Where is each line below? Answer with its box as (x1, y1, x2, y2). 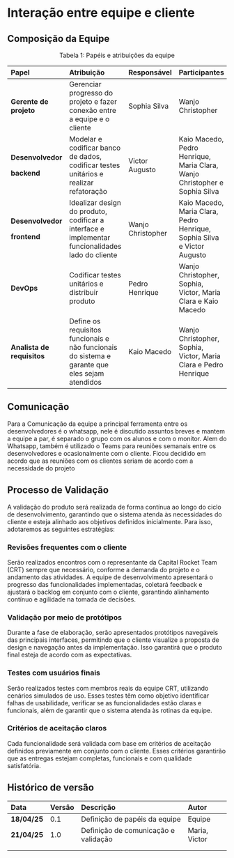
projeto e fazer (69, 97, 117, 106)
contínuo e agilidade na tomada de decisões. (7, 595, 136, 604)
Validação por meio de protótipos (7, 612, 122, 622)
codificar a (69, 215, 104, 224)
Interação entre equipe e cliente (7, 5, 195, 21)
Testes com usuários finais (7, 668, 101, 677)
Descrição (81, 802, 116, 812)
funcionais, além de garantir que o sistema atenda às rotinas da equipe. (7, 706, 212, 714)
